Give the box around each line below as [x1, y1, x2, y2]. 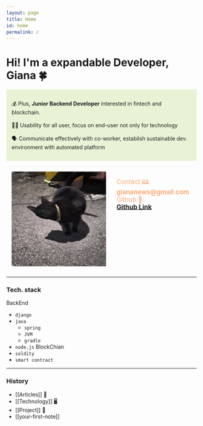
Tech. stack [6, 285, 41, 294]
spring [24, 325, 41, 331]
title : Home [6, 16, 36, 22]
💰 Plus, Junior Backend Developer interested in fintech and [11, 100, 162, 107]
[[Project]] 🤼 [14, 406, 46, 413]
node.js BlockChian [14, 343, 65, 351]
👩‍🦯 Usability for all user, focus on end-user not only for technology [11, 122, 178, 129]
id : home [6, 22, 28, 28]
